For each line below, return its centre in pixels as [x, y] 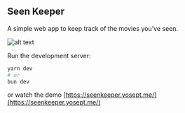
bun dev [19, 81]
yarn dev [20, 68]
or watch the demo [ [36, 95]
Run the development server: [49, 55]
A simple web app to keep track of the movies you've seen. [93, 28]
